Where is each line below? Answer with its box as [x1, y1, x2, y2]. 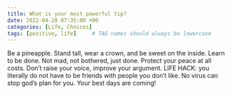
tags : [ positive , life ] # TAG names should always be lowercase [7, 29, 212, 37]
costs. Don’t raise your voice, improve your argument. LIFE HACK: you [7, 64, 210, 72]
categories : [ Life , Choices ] [7, 23, 93, 30]
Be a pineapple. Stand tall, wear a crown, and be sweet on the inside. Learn [7, 49, 226, 58]
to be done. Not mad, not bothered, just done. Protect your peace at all [7, 57, 212, 65]
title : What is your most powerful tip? [7, 10, 128, 18]
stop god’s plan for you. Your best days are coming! [7, 79, 156, 88]
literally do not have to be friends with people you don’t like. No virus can [7, 72, 219, 80]
